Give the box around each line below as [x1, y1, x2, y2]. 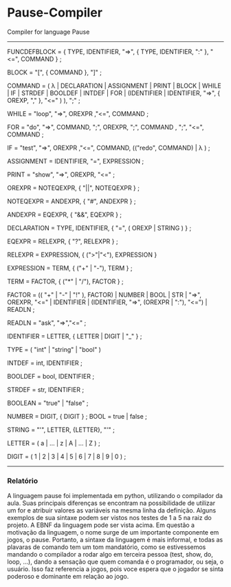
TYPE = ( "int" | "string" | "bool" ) [7, 345, 102, 353]
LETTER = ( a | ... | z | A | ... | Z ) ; [7, 439, 101, 447]
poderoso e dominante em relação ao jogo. [7, 573, 129, 581]
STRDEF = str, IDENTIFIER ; [7, 385, 85, 394]
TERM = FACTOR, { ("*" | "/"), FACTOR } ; [7, 277, 124, 286]
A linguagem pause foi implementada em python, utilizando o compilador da [7, 492, 223, 500]
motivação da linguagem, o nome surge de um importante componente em [7, 528, 219, 537]
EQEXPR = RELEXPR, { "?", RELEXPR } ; [7, 237, 118, 246]
